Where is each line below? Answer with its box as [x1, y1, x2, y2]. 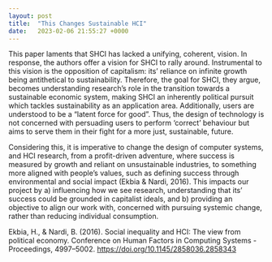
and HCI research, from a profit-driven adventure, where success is [8, 151, 235, 161]
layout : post [8, 11, 53, 20]
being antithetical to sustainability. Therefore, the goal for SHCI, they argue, [8, 75, 261, 85]
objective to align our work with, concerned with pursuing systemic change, [8, 203, 262, 213]
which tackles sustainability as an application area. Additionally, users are [8, 101, 254, 110]
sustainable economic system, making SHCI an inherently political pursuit [8, 92, 254, 102]
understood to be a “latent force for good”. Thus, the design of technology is [8, 110, 265, 119]
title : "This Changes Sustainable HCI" [8, 19, 148, 28]
